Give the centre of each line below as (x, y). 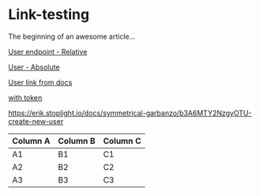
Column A (31, 141)
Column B (77, 141)
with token (25, 97)
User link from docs (40, 82)
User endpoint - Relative (48, 51)
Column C (122, 141)
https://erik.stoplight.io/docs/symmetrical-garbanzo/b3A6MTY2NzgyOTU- (130, 113)
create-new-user (36, 121)
